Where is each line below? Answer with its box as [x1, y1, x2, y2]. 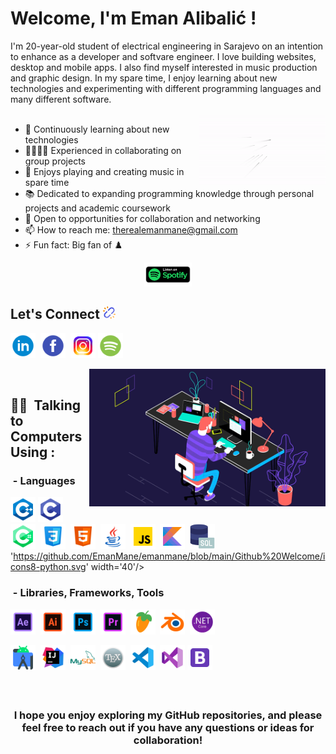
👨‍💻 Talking [10, 397, 82, 414]
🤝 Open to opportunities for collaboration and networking [24, 212, 261, 224]
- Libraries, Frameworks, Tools [12, 586, 165, 600]
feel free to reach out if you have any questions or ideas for [21, 720, 315, 734]
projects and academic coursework [24, 202, 171, 214]
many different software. [10, 93, 112, 105]
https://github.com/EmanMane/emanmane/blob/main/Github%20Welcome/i [13, 550, 326, 562]
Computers [10, 428, 83, 445]
